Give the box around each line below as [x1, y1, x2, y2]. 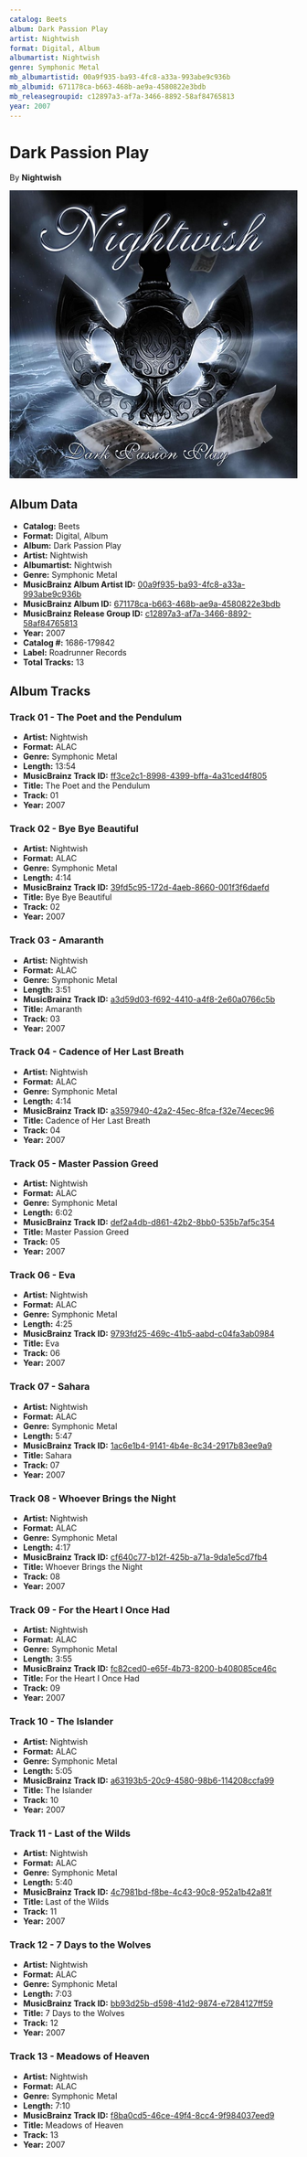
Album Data [9, 497, 79, 512]
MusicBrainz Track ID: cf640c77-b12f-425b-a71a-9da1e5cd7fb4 [22, 1552, 268, 1563]
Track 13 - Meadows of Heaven [9, 2050, 150, 2063]
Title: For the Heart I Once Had [22, 1673, 140, 1684]
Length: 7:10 [22, 2099, 71, 2111]
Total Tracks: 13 [22, 657, 85, 667]
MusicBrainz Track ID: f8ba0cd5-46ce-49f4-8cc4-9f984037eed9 [22, 2109, 275, 2120]
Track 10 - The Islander [9, 1715, 114, 1728]
